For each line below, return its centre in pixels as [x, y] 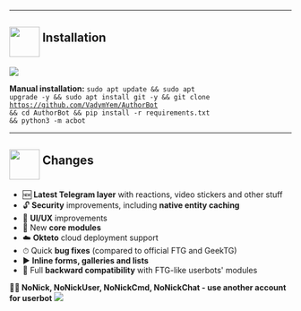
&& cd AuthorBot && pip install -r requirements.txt [110, 113]
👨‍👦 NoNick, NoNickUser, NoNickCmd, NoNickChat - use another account [148, 287]
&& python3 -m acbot [48, 121]
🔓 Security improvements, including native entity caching [131, 205]
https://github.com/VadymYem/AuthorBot [84, 105]
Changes [68, 161]
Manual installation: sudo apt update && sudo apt [102, 88]
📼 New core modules [61, 227]
